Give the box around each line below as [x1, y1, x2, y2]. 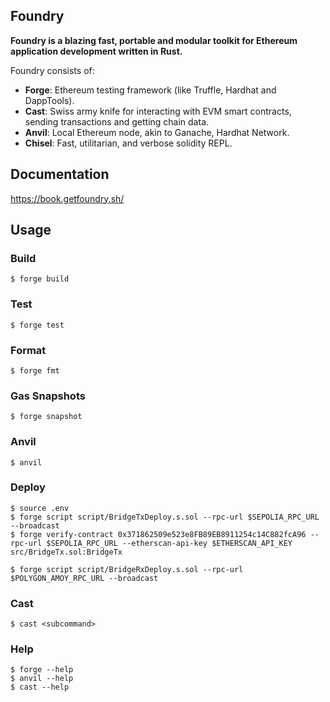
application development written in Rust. [10, 45, 183, 57]
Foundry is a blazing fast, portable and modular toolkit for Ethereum [10, 34, 298, 46]
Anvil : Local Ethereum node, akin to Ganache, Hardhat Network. [24, 126, 290, 138]
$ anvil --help [10, 674, 74, 684]
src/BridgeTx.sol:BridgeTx [10, 547, 123, 557]
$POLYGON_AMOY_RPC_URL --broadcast [10, 573, 159, 583]
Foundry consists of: [10, 64, 95, 76]
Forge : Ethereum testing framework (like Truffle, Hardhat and [24, 84, 277, 96]
